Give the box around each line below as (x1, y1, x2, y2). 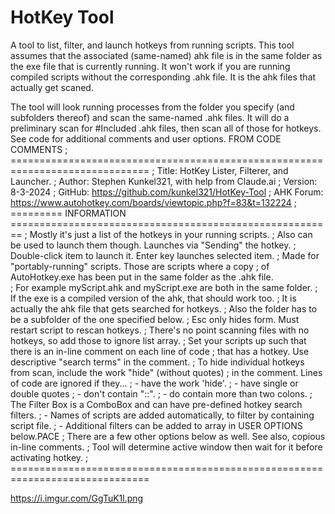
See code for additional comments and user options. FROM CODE (10, 132, 282, 145)
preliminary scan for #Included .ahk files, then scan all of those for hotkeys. (10, 122, 322, 134)
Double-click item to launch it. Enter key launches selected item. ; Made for (10, 249, 320, 261)
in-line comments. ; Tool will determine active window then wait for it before (10, 441, 323, 453)
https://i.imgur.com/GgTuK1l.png (10, 492, 144, 504)
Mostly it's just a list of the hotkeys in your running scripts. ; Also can (29, 228, 313, 240)
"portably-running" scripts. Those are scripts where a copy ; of (10, 260, 270, 272)
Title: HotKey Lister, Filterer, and (156, 164, 289, 176)
